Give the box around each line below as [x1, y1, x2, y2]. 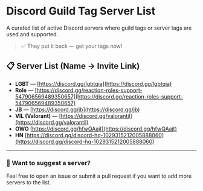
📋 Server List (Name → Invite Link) [6, 61, 140, 71]
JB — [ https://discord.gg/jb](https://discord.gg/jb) [14, 106, 140, 113]
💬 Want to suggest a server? [6, 158, 91, 167]
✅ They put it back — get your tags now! [21, 42, 123, 50]
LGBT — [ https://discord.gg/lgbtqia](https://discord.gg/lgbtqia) [14, 80, 172, 87]
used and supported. [6, 30, 59, 37]
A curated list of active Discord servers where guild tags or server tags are [6, 24, 192, 31]
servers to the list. [6, 179, 51, 186]
